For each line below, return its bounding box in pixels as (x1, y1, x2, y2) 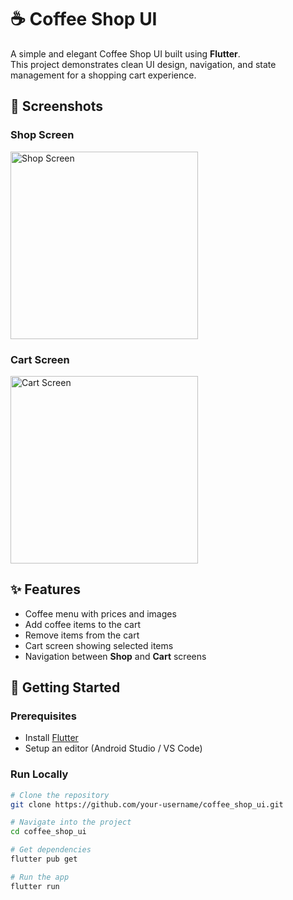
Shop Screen (10, 128, 75, 142)
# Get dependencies (10, 845, 92, 855)
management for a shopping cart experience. (10, 69, 197, 81)
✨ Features (10, 581, 81, 598)
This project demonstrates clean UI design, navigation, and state (10, 58, 277, 70)
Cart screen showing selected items (24, 639, 174, 651)
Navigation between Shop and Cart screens (24, 650, 207, 662)
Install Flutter (24, 732, 79, 744)
